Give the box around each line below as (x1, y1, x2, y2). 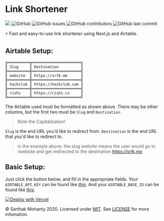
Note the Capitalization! (17, 118, 66, 124)
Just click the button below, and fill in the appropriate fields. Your (5, 176, 138, 182)
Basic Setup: (5, 163, 46, 171)
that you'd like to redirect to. (5, 133, 63, 139)
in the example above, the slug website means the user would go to (17, 143, 156, 149)
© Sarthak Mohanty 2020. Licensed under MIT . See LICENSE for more (5, 206, 149, 212)
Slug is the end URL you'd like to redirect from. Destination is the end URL (5, 128, 158, 134)
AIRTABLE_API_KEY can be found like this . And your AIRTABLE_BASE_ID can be (5, 181, 159, 187)
